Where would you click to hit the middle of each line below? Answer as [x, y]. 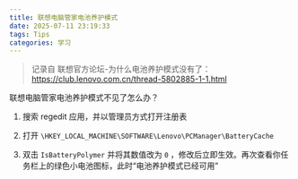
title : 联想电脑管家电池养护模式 [64, 17]
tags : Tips [30, 34]
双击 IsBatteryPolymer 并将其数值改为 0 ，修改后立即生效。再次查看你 [151, 155]
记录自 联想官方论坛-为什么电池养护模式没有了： [121, 69]
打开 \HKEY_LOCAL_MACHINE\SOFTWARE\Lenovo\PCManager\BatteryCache [148, 136]
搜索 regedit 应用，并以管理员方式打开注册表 [105, 116]
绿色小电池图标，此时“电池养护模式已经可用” [136, 166]
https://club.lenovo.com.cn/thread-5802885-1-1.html [129, 79]
